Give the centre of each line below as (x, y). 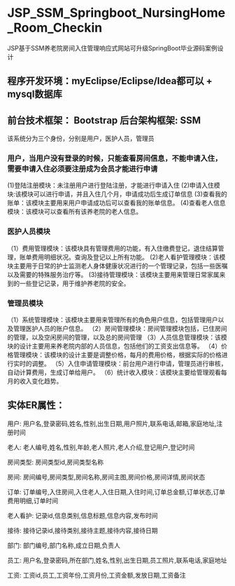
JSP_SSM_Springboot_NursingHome (116, 13)
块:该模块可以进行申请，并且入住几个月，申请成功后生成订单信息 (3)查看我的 (117, 194)
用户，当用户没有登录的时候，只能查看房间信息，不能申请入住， (115, 158)
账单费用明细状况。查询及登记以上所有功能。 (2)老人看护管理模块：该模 (122, 257)
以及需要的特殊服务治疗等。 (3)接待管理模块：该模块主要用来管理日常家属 (113, 274)
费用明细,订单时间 (33, 500)
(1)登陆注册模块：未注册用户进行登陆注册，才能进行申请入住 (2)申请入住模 (114, 185)
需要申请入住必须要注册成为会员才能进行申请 (83, 169)
